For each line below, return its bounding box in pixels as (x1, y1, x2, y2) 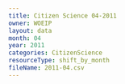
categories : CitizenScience (8, 49, 103, 57)
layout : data (8, 26, 52, 34)
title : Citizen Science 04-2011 (8, 11, 117, 20)
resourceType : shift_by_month (8, 57, 110, 65)
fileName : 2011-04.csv (8, 64, 85, 72)
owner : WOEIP (8, 19, 52, 27)
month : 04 (8, 34, 42, 42)
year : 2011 (8, 42, 45, 50)
